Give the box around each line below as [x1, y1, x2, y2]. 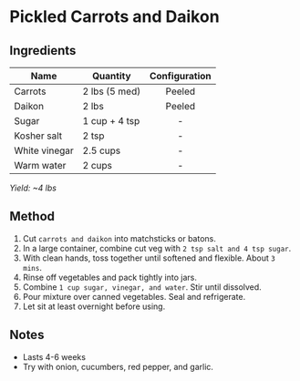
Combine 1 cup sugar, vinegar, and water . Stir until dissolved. [22, 281, 262, 293]
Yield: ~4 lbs [9, 182, 57, 193]
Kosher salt [14, 129, 63, 142]
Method [9, 209, 56, 224]
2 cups [82, 160, 112, 171]
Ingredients [9, 43, 77, 58]
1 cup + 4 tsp [82, 115, 140, 127]
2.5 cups [82, 144, 121, 157]
